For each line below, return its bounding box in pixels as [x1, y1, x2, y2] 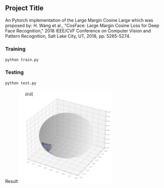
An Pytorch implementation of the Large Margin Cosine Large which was [5, 17, 154, 23]
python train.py [5, 57, 39, 63]
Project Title [5, 4, 44, 12]
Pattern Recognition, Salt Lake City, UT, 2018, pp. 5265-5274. [5, 33, 131, 39]
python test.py [5, 81, 37, 86]
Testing [5, 69, 24, 76]
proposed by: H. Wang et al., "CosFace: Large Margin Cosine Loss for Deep [5, 22, 160, 28]
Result [5, 179, 18, 185]
